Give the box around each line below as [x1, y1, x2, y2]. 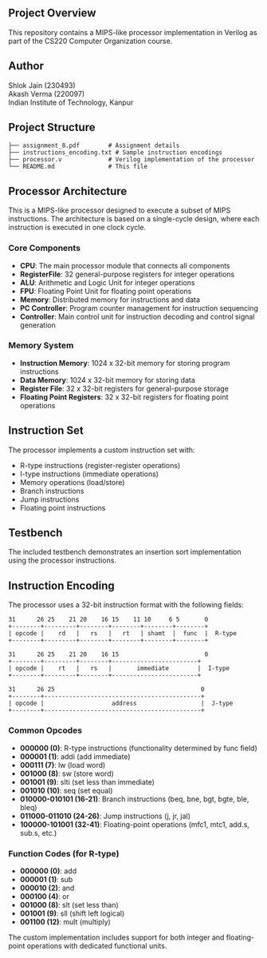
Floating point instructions [19, 503, 106, 512]
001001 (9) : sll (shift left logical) [19, 908, 125, 918]
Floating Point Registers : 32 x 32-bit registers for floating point [19, 392, 229, 402]
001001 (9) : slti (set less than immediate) [19, 777, 155, 786]
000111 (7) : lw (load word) [19, 760, 106, 769]
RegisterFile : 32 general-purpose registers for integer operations [19, 269, 235, 279]
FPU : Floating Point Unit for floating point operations [19, 286, 192, 296]
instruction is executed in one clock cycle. [8, 223, 146, 233]
